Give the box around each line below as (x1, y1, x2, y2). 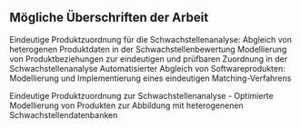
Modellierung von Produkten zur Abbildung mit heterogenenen (9, 100, 244, 111)
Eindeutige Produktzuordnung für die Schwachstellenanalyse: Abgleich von (9, 34, 293, 44)
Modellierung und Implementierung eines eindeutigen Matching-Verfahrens (9, 73, 292, 84)
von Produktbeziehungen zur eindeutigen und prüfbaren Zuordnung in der (9, 53, 288, 64)
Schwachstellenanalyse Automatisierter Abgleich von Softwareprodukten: (9, 63, 286, 74)
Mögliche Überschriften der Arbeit (9, 10, 209, 25)
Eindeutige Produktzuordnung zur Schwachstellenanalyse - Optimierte (9, 90, 275, 101)
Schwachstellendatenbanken (9, 109, 118, 120)
